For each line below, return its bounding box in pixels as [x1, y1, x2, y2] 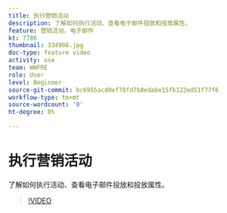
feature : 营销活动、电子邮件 [8, 26, 94, 34]
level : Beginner [8, 78, 62, 86]
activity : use [8, 57, 56, 65]
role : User [8, 71, 45, 79]
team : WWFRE [8, 64, 48, 72]
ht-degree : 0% [8, 108, 56, 116]
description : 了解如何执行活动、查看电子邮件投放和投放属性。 [8, 19, 191, 27]
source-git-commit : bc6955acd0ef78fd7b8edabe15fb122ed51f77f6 [8, 85, 219, 94]
